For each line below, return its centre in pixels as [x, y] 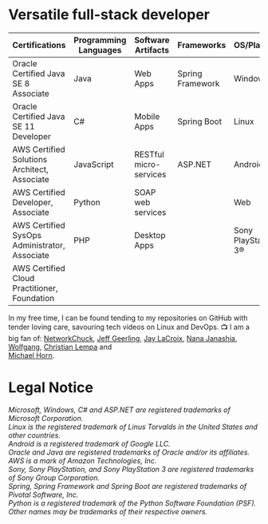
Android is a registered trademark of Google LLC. [90, 443]
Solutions [30, 159]
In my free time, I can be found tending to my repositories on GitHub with [128, 318]
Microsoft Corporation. [46, 418]
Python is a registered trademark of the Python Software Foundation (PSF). [132, 503]
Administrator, [39, 245]
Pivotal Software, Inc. [43, 494]
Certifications [39, 45]
